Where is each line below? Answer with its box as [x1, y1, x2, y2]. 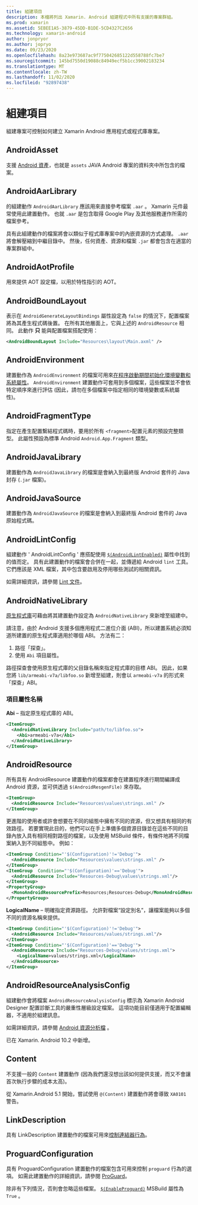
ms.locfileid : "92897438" [6, 80, 70, 86]
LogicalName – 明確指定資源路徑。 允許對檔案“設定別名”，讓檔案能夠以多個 [6, 906, 190, 913]
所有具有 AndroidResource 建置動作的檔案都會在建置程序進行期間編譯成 [6, 776, 180, 783]
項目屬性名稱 [6, 695, 43, 703]
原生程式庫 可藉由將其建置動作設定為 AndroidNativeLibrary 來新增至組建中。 [6, 612, 192, 619]
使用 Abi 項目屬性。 [14, 652, 62, 659]
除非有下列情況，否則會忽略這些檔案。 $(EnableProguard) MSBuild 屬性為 [6, 1185, 184, 1192]
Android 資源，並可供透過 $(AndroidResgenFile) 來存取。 [6, 783, 144, 790]
